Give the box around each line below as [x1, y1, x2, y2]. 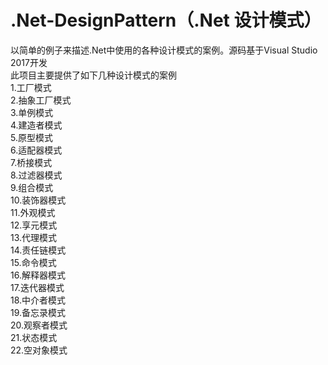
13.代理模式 [10, 231, 58, 243]
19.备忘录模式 [10, 306, 67, 318]
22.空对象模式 [10, 344, 68, 356]
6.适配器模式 [10, 144, 63, 156]
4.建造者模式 [10, 119, 63, 131]
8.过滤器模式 [10, 169, 63, 181]
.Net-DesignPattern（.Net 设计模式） [10, 9, 322, 32]
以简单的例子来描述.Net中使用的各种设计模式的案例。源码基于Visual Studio [10, 44, 318, 56]
